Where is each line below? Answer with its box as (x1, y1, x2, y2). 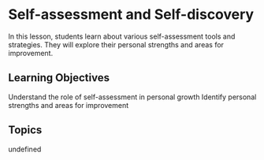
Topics (8, 124, 43, 137)
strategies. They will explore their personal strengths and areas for (8, 39, 225, 49)
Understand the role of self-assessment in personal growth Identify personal (8, 92, 257, 102)
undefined (8, 144, 42, 154)
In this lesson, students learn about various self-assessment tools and (8, 32, 236, 41)
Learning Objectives (8, 71, 110, 84)
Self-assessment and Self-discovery (8, 6, 255, 24)
